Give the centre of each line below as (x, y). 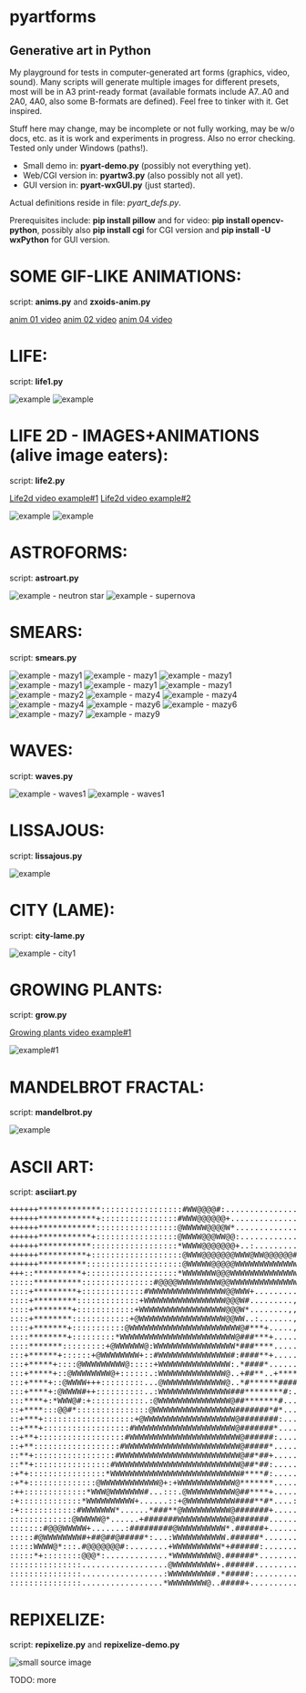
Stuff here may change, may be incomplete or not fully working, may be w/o (152, 128)
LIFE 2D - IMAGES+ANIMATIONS (134, 436)
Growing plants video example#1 (71, 1032)
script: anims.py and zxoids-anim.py (80, 302)
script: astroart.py (44, 578)
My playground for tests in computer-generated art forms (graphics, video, (150, 72)
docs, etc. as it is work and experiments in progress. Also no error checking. (153, 138)
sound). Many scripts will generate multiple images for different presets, (145, 82)
